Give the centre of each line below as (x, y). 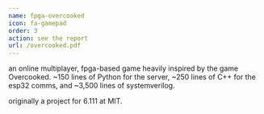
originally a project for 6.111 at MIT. (65, 101)
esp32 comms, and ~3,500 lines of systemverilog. (92, 86)
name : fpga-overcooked (46, 16)
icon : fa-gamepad (38, 23)
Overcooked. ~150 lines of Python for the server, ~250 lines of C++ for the (132, 77)
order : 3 (23, 31)
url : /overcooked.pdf (45, 46)
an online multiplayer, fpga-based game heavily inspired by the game (124, 68)
